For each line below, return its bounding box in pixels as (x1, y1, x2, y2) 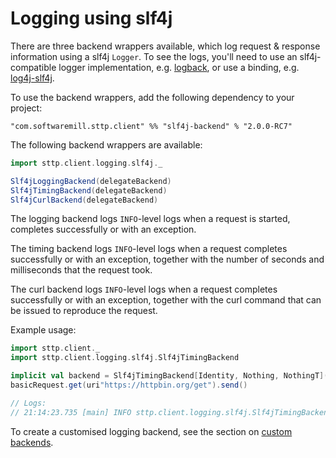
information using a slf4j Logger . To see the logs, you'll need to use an (10, 50, 298, 62)
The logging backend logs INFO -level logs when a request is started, (10, 213, 291, 225)
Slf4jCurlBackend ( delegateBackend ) (10, 195, 159, 205)
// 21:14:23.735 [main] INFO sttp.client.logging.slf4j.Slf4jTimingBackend (10, 407, 333, 417)
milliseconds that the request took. (10, 264, 153, 276)
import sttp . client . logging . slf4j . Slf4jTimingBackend (10, 353, 240, 363)
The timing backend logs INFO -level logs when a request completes (10, 243, 288, 255)
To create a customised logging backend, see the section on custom (10, 425, 293, 437)
